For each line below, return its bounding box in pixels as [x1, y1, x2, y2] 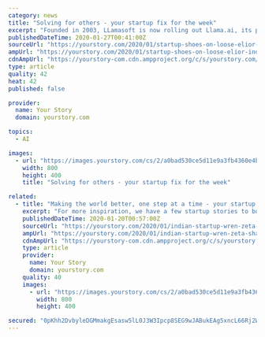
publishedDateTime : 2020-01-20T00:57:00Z [22, 214, 160, 223]
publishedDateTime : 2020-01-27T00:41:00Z [8, 33, 147, 42]
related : [8, 193, 37, 201]
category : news [8, 11, 58, 20]
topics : [8, 128, 34, 136]
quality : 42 [8, 70, 47, 78]
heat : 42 [8, 77, 37, 85]
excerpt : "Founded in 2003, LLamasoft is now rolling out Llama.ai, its [8, 26, 252, 34]
